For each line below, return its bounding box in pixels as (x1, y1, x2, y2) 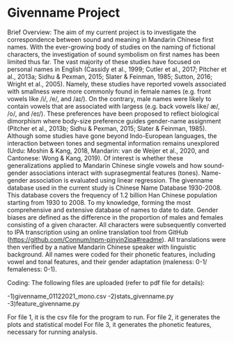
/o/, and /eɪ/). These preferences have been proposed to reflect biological (7, 109, 219, 118)
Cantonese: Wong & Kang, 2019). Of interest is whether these (7, 153, 183, 162)
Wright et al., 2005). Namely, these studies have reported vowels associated (7, 79, 226, 88)
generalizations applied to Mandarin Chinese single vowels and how (7, 161, 203, 169)
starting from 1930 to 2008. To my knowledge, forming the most (7, 198, 192, 206)
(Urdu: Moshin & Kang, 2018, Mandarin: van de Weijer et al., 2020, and (7, 146, 210, 155)
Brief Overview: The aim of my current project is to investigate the (7, 28, 196, 36)
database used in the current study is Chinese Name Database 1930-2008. (7, 183, 222, 192)
